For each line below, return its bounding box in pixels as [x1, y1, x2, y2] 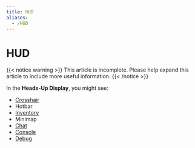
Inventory [15, 109, 39, 116]
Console [15, 129, 36, 136]
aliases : [6, 15, 28, 21]
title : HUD [6, 8, 34, 15]
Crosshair [15, 96, 40, 104]
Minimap [15, 116, 38, 123]
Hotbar [15, 103, 33, 110]
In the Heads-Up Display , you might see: [6, 84, 109, 92]
